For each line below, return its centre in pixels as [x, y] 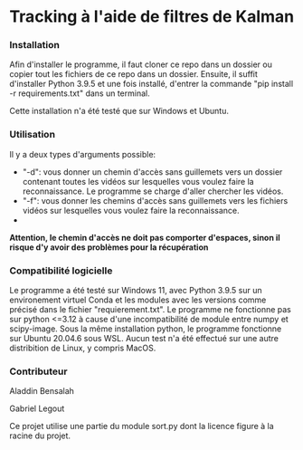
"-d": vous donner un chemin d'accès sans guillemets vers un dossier [152, 172]
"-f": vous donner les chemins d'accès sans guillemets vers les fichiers [155, 200]
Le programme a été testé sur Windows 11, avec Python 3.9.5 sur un [136, 291]
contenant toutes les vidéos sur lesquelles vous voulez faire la [138, 181]
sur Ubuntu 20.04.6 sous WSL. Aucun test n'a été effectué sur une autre [144, 339]
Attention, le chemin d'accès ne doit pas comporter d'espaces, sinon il [145, 237]
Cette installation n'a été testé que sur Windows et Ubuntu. [119, 111]
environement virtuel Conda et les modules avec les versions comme [138, 300]
